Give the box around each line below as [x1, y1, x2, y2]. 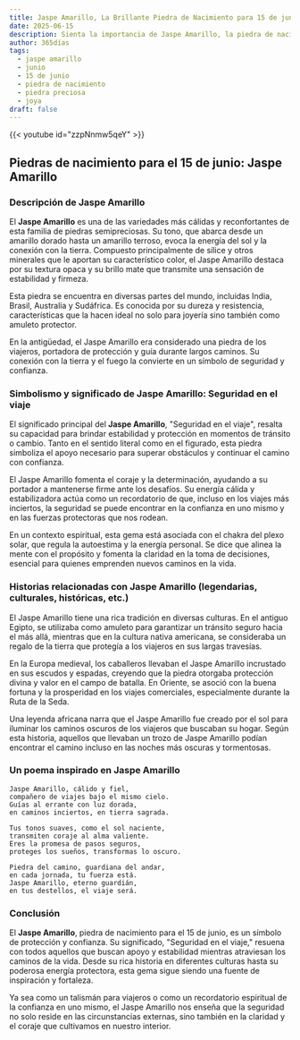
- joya [17, 96, 42, 106]
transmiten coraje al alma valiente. [9, 831, 150, 840]
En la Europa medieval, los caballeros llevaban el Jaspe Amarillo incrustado [9, 658, 287, 669]
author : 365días [9, 38, 70, 47]
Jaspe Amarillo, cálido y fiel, [9, 784, 129, 793]
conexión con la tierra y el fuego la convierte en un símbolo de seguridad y [9, 355, 285, 366]
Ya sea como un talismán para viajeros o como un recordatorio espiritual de [9, 993, 287, 1003]
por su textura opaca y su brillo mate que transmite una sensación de [9, 263, 265, 274]
